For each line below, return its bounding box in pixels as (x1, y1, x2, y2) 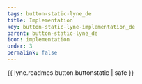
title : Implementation (7, 17, 73, 24)
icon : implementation (7, 36, 70, 43)
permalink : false (7, 50, 58, 57)
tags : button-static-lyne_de (7, 10, 92, 17)
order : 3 (7, 43, 33, 50)
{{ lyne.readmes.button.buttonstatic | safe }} (7, 68, 134, 77)
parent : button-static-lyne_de (7, 29, 98, 37)
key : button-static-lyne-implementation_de (7, 23, 136, 30)
